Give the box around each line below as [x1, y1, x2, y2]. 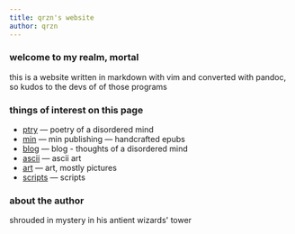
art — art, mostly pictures [22, 163, 117, 174]
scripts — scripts [22, 172, 85, 183]
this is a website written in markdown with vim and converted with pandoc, [9, 71, 287, 82]
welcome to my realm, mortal [9, 51, 139, 64]
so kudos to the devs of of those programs [9, 81, 168, 92]
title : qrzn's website [9, 13, 94, 22]
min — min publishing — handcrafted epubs [22, 134, 186, 145]
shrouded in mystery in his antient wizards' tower [9, 215, 192, 226]
